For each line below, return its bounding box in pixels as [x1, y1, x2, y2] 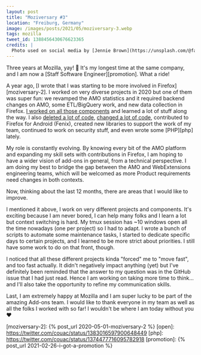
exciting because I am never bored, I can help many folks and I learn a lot [6, 212, 187, 219]
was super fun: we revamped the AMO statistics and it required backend [6, 94, 185, 102]
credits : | [6, 42, 33, 48]
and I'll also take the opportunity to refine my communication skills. [6, 280, 172, 287]
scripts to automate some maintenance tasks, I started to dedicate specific [6, 231, 190, 238]
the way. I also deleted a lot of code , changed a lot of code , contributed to [6, 114, 189, 121]
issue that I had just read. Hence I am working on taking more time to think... [6, 274, 194, 281]
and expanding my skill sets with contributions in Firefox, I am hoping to [6, 151, 183, 158]
